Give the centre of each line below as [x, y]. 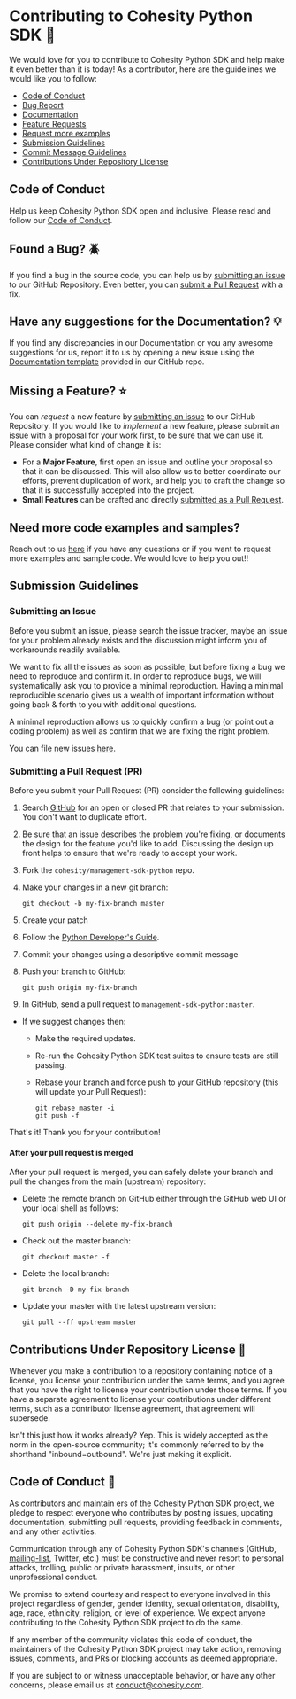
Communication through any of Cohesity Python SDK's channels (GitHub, [143, 1548]
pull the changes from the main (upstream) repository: [108, 1181]
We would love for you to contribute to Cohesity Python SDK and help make [147, 59]
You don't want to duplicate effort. [84, 816]
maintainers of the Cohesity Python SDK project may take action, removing [145, 1648]
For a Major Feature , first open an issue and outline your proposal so [147, 462]
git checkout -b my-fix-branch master [93, 903]
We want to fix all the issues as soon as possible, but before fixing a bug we [147, 666]
